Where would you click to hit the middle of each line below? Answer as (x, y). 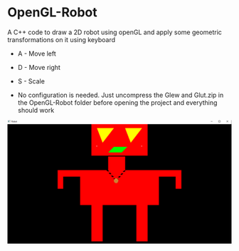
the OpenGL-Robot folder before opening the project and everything (117, 102)
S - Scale (31, 81)
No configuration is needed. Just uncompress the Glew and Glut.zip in (121, 95)
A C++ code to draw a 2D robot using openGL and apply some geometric (115, 32)
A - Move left (37, 53)
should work (36, 110)
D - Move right (39, 67)
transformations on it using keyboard (62, 39)
